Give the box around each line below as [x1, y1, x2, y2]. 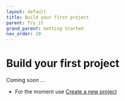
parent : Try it [6, 20, 44, 26]
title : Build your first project [6, 14, 89, 20]
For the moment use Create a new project [14, 88, 117, 96]
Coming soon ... [6, 76, 45, 84]
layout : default [6, 8, 46, 15]
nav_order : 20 [6, 31, 42, 37]
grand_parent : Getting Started [6, 25, 84, 32]
